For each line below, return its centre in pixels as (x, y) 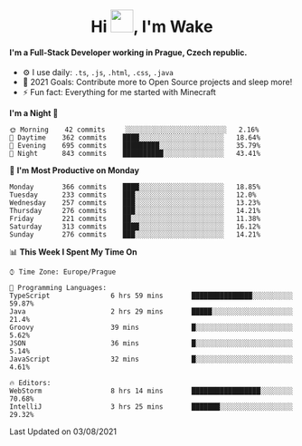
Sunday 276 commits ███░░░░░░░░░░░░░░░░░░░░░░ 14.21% (135, 235)
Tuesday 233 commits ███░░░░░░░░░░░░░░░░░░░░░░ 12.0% (133, 195)
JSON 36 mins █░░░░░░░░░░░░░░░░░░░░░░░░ (151, 344)
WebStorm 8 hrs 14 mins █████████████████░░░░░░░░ (151, 391)
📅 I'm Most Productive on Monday (75, 170)
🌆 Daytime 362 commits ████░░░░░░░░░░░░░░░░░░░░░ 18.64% (135, 138)
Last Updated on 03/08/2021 (63, 431)
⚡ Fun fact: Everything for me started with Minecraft (119, 92)
